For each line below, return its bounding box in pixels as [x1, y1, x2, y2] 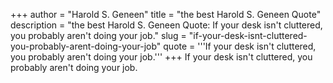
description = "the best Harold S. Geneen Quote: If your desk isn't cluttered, [10, 19, 323, 31]
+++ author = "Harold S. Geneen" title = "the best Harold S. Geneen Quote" [10, 9, 322, 20]
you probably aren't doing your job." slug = [10, 30, 187, 41]
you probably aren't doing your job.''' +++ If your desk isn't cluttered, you [10, 51, 313, 63]
